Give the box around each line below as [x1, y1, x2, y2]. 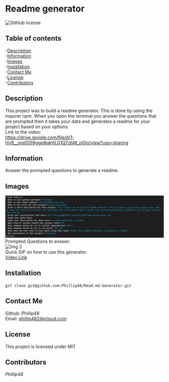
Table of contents [5, 34, 61, 43]
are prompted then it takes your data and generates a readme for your [5, 118, 150, 124]
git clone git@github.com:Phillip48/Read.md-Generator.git [5, 283, 132, 288]
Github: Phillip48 [5, 310, 40, 316]
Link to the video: [5, 129, 41, 135]
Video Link [5, 254, 28, 260]
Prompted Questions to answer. [5, 238, 70, 244]
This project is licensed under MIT [5, 343, 76, 349]
